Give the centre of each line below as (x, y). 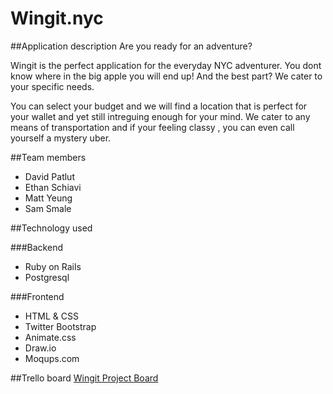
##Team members (48, 157)
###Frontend (37, 296)
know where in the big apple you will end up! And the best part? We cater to (166, 76)
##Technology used (51, 228)
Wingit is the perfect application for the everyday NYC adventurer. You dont (166, 65)
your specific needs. (52, 86)
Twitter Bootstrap (60, 326)
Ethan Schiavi (53, 187)
